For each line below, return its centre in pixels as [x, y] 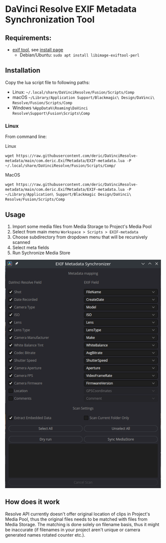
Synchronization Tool [50, 20]
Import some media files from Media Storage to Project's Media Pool [82, 226]
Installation [23, 70]
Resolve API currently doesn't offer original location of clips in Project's [78, 514]
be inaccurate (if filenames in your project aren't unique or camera [73, 530]
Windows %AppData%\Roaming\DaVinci [50, 108]
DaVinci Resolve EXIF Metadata [71, 9]
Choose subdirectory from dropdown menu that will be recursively [80, 237]
